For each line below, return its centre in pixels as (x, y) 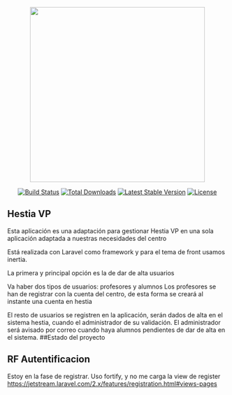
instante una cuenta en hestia (50, 301)
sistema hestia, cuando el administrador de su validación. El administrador (114, 322)
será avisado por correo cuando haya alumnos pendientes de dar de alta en (116, 330)
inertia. (17, 259)
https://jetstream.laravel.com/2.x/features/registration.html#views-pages (113, 383)
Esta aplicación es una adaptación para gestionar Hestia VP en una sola (111, 230)
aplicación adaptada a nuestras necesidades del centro (87, 238)
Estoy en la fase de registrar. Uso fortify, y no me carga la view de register (114, 376)
